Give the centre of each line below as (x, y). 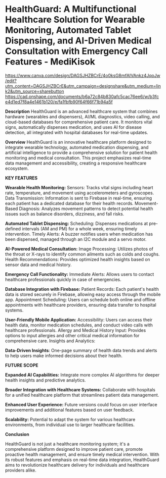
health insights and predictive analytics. (45, 380)
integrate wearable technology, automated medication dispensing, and (77, 147)
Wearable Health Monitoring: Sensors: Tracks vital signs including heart (79, 187)
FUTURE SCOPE (22, 365)
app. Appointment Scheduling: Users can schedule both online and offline (80, 299)
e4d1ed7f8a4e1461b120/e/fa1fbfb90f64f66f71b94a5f (59, 102)
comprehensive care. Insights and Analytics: (50, 341)
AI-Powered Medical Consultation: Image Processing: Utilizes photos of (79, 249)
